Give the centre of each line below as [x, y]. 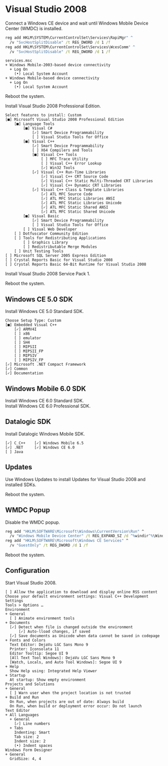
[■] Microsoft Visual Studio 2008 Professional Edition [64, 120]
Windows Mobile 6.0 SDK [46, 389]
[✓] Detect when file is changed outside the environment [71, 627]
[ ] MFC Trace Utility [64, 159]
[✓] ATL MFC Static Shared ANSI [74, 207]
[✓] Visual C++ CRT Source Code [74, 177]
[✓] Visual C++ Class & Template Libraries [78, 190]
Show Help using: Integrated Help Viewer [53, 671]
